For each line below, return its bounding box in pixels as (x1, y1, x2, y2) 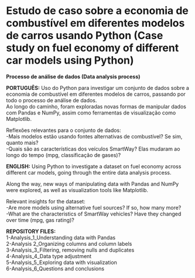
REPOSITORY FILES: (6, 228, 56, 235)
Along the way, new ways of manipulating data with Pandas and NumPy (6, 180, 179, 187)
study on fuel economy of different (6, 41, 179, 55)
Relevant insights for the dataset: (6, 197, 86, 205)
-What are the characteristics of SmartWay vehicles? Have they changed (6, 210, 182, 217)
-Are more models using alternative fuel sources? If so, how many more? (6, 204, 182, 211)
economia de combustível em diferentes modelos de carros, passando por (6, 91, 186, 98)
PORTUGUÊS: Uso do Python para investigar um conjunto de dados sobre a (6, 84, 189, 91)
